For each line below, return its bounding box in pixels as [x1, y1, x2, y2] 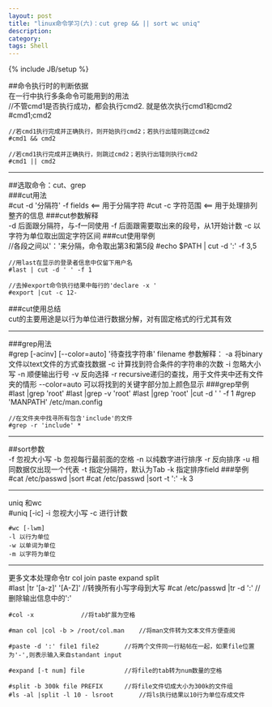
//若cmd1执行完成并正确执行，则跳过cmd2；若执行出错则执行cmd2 [8, 151, 198, 159]
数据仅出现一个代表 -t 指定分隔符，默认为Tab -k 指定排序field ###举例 [15, 465, 249, 474]
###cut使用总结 [8, 304, 62, 314]
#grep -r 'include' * [8, 422, 82, 430]
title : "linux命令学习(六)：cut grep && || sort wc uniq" [8, 19, 201, 28]
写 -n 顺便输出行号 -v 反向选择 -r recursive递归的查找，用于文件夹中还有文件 [8, 370, 264, 379]
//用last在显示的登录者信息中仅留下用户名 [8, 259, 134, 268]
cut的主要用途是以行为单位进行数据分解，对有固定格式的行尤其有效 [8, 314, 232, 324]
